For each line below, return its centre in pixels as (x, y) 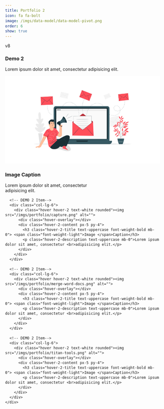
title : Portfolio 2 (25, 10)
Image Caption (23, 174)
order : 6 (14, 26)
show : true (16, 31)
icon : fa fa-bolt (23, 16)
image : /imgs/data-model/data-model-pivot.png (54, 21)
